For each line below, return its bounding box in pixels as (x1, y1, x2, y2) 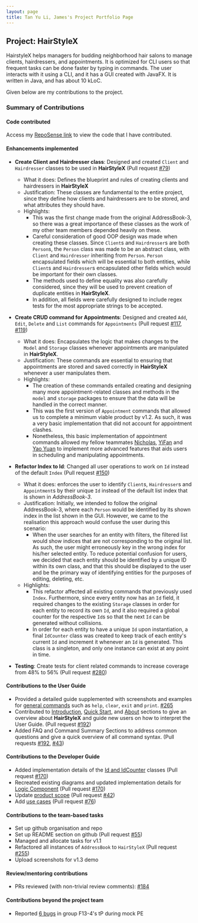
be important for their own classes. (32, 271, 118, 278)
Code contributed (6, 118, 51, 125)
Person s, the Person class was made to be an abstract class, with (32, 245, 190, 252)
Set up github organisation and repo (14, 824, 103, 832)
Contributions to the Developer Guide (6, 753, 100, 760)
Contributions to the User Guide (6, 682, 86, 689)
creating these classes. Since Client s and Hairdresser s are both (32, 239, 190, 246)
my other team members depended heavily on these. (32, 226, 161, 233)
